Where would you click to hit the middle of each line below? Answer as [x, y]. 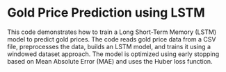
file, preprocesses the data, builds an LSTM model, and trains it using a [109, 46]
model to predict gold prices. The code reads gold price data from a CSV [112, 39]
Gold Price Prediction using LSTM [106, 13]
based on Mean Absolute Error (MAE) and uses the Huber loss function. [110, 61]
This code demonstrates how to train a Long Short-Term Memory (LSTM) [112, 32]
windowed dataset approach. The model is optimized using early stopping [113, 54]
